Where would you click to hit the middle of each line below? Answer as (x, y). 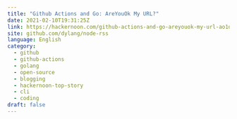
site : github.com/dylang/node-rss (58, 33)
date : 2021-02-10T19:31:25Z (49, 20)
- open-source (34, 72)
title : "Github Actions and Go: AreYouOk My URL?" (83, 14)
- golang (26, 66)
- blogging (30, 79)
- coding (26, 99)
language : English (34, 40)
